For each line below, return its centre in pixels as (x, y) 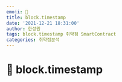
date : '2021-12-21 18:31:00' (43, 23)
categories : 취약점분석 (33, 40)
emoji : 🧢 (17, 12)
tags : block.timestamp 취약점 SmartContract (61, 34)
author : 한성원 (24, 29)
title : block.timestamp (36, 17)
